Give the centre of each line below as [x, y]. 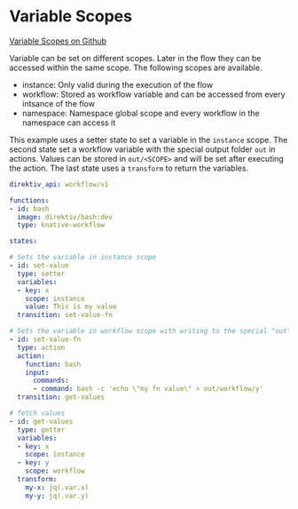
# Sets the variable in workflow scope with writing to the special [138, 331]
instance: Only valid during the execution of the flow [118, 84]
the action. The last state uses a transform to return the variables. [129, 168]
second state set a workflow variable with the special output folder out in [142, 149]
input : [37, 372]
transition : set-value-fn [65, 315]
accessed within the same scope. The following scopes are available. [136, 68]
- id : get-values [41, 421]
